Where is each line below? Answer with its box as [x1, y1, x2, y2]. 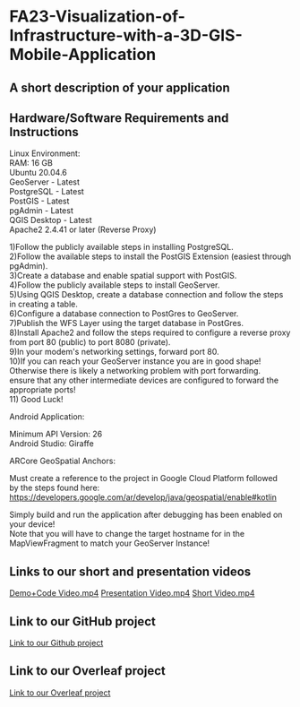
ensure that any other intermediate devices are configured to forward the [9, 375, 279, 386]
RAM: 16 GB [9, 158, 54, 168]
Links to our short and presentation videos [9, 564, 252, 579]
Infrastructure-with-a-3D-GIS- [9, 25, 244, 46]
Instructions [9, 124, 79, 140]
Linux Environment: [9, 148, 81, 159]
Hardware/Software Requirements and [9, 110, 229, 125]
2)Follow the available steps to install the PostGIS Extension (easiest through [9, 251, 292, 262]
